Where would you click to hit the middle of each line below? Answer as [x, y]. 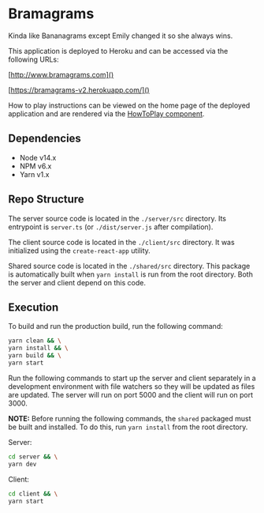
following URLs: [33, 59]
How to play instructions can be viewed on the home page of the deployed [129, 105]
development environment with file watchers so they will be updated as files [132, 386]
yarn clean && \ [35, 341]
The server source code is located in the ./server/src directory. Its [117, 218]
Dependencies [45, 139]
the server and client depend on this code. [77, 282]
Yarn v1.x [34, 174]
